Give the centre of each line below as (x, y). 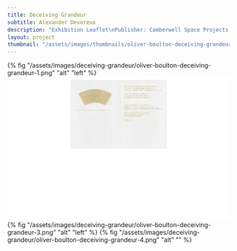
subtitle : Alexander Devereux (52, 22)
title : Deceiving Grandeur (47, 15)
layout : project (31, 37)
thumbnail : (23, 45)
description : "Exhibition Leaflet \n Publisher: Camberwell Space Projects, (120, 30)
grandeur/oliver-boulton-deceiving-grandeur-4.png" (84, 240)
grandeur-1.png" (31, 73)
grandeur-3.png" (32, 232)
